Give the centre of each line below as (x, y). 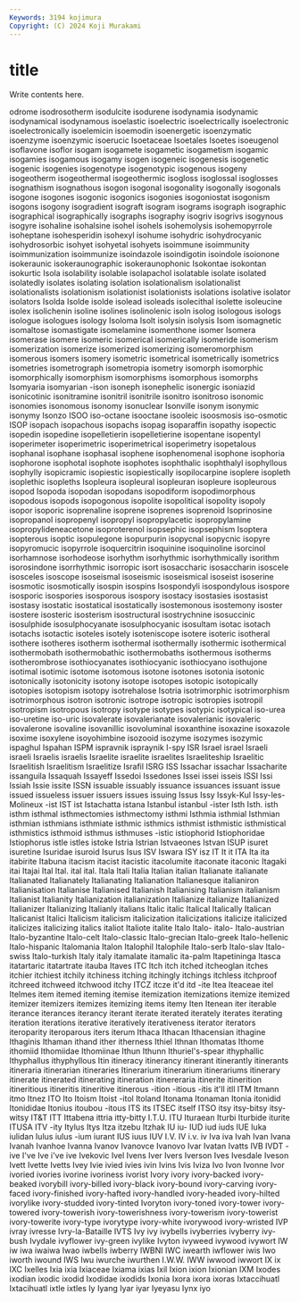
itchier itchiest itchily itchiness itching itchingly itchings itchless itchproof (143, 975)
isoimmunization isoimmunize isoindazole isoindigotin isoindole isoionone (144, 255)
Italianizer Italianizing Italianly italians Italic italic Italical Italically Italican (140, 909)
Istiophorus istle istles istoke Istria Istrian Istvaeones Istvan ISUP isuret (139, 843)
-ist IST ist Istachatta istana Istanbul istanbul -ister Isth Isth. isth (162, 805)
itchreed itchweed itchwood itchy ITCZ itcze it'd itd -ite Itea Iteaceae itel (142, 985)
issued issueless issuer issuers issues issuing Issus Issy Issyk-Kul (130, 795)
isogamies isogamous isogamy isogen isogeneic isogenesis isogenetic (139, 159)
